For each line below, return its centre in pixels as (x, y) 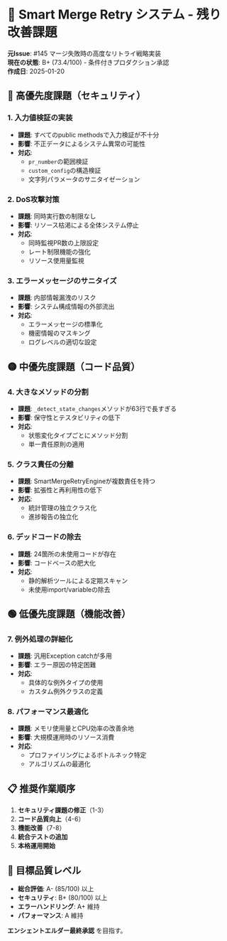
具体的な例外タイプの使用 (66, 683)
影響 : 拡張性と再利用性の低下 (60, 490)
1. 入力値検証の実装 (40, 118)
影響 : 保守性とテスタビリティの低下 (69, 418)
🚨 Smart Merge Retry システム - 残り (115, 15)
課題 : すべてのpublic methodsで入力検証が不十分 (88, 134)
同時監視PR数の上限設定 (63, 243)
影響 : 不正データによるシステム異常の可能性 (81, 144)
